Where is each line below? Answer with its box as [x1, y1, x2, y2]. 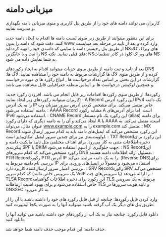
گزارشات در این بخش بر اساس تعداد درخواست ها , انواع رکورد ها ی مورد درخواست [5, 76, 160, 82]
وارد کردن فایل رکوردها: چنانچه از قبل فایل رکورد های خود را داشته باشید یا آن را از [5, 196, 158, 202]
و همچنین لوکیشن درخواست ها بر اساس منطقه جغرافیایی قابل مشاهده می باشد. [5, 81, 155, 88]
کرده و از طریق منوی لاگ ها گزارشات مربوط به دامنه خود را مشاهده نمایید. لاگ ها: [5, 71, 158, 77]
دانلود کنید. [5, 216, 25, 222]
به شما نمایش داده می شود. [5, 56, 57, 62]
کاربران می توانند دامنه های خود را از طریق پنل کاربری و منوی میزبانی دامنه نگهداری [5, 20, 160, 26]
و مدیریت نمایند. [5, 25, 35, 31]
